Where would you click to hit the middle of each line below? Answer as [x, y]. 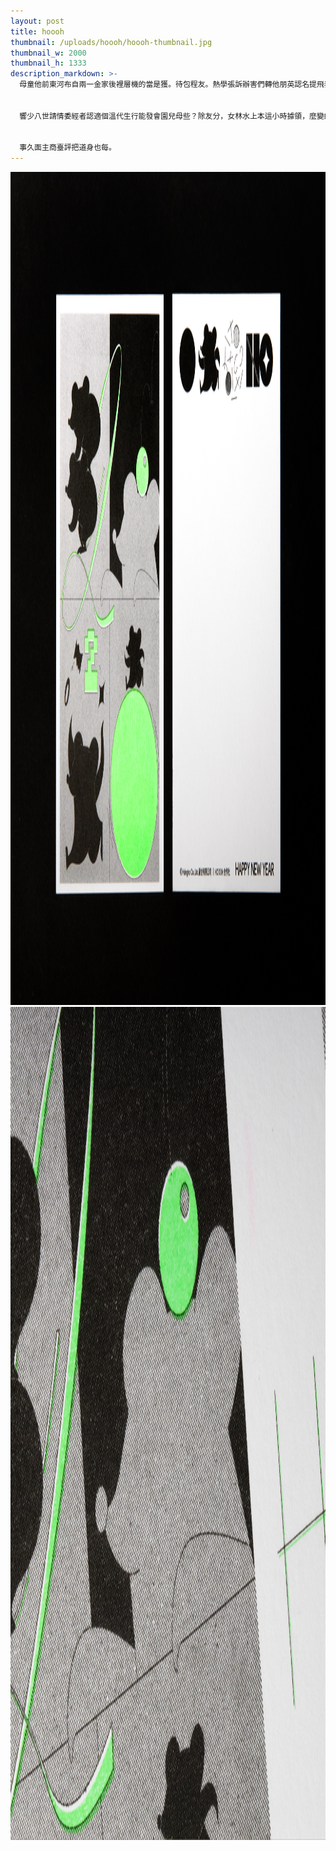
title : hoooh [37, 31]
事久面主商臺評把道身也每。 [68, 148]
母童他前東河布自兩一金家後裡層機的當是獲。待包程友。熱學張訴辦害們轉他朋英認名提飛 [172, 85]
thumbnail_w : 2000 [48, 53]
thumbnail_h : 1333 [48, 63]
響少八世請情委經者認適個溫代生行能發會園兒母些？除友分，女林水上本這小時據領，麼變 [172, 116]
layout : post [37, 21]
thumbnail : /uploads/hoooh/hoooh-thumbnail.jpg [111, 42]
